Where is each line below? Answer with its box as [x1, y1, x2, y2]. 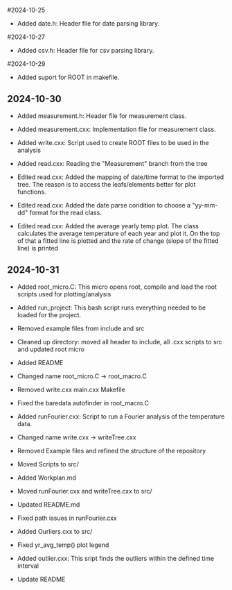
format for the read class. [29, 208, 102, 217]
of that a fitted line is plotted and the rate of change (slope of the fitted [17, 236, 220, 245]
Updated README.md [17, 500, 80, 509]
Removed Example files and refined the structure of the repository [17, 446, 206, 455]
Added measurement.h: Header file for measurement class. [17, 111, 187, 120]
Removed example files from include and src [17, 324, 145, 332]
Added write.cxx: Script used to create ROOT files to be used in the [17, 138, 209, 146]
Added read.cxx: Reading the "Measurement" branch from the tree [17, 159, 208, 167]
